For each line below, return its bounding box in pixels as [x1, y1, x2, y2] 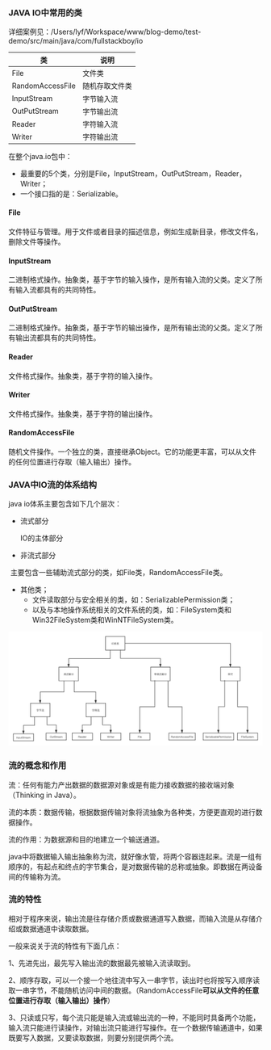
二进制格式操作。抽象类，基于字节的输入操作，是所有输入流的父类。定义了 [8, 275, 256, 284]
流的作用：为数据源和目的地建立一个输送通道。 [8, 834, 164, 844]
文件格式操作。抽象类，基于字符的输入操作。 [8, 371, 157, 380]
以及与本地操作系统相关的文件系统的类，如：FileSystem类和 [31, 605, 231, 615]
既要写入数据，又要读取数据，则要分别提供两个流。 [8, 1032, 178, 1043]
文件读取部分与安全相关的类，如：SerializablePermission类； [31, 595, 236, 605]
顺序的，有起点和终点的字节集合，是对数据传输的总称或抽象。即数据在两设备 [8, 862, 263, 871]
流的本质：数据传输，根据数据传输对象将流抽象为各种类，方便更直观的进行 [8, 807, 256, 817]
